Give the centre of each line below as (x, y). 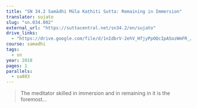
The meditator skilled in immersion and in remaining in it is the (95, 93)
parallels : (19, 71)
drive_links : (22, 33)
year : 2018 (19, 60)
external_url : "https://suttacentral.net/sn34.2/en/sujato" (81, 28)
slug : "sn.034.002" (30, 22)
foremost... (33, 99)
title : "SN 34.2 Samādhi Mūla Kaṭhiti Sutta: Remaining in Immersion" (94, 11)
